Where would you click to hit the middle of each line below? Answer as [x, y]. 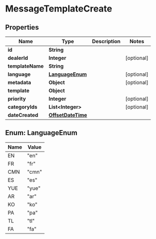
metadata [19, 82]
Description [106, 41]
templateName [26, 66]
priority [17, 99]
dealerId [18, 58]
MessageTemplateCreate [59, 9]
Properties [22, 27]
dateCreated [23, 115]
